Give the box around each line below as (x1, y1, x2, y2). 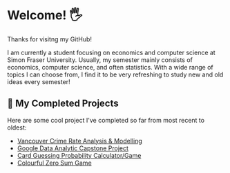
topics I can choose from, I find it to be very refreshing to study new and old (7, 70, 224, 79)
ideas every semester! (7, 77, 70, 85)
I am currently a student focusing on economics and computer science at (7, 48, 215, 57)
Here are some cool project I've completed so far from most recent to (7, 116, 205, 124)
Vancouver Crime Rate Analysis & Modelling (17, 136, 143, 145)
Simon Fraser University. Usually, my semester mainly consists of (7, 55, 193, 64)
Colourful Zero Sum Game (17, 159, 92, 167)
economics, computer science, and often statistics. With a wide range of (7, 63, 214, 71)
